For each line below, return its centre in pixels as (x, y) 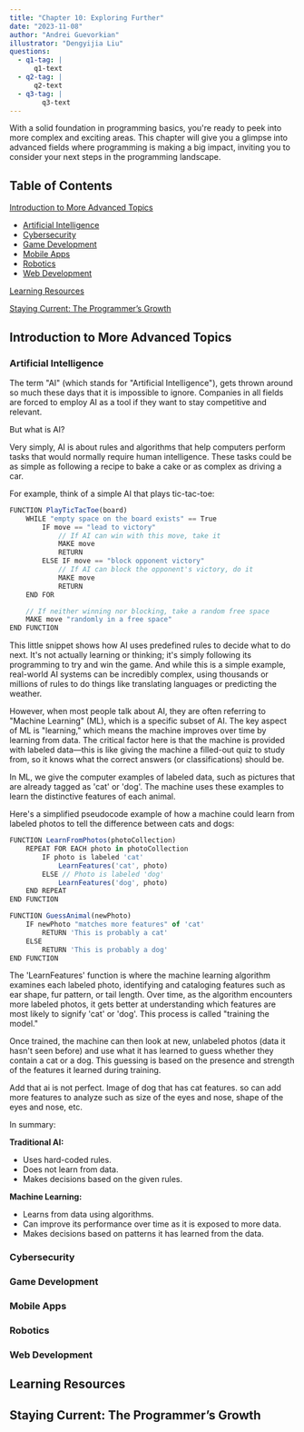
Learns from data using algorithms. (88, 1215)
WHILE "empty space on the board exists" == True (122, 519)
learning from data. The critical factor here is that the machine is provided (147, 741)
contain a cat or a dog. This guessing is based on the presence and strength (152, 1060)
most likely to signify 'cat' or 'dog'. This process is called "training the (139, 1014)
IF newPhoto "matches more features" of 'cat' (115, 924)
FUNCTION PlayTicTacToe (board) (69, 510)
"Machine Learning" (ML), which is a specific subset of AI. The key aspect (148, 721)
